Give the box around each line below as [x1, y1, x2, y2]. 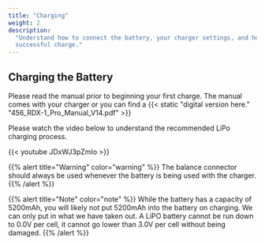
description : [8, 26, 51, 34]
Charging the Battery [8, 70, 114, 84]
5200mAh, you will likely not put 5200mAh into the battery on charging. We [8, 202, 253, 212]
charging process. [8, 131, 67, 141]
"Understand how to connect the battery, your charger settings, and [15, 33, 248, 42]
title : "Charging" [8, 11, 69, 20]
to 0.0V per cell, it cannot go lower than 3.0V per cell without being [8, 219, 226, 229]
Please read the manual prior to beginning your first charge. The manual [8, 91, 243, 100]
